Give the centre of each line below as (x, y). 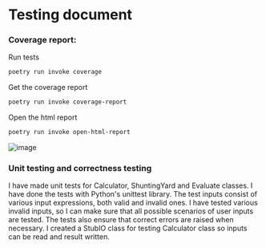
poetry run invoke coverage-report (68, 102)
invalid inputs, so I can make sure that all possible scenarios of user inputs (131, 211)
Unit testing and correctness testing (80, 169)
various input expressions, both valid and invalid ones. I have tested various (133, 203)
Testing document (71, 15)
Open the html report (43, 117)
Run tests (24, 57)
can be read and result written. (59, 237)
